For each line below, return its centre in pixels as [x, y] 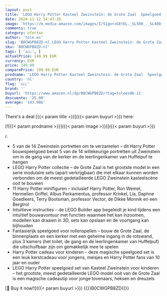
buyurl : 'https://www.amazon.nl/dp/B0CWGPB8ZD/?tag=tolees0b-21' [74, 93]
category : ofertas [24, 33]
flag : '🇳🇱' [17, 84]
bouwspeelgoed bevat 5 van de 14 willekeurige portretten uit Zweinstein [86, 151]
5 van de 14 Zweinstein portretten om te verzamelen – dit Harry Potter [84, 146]
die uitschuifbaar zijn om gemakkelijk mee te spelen [65, 247]
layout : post [19, 10]
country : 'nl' [20, 79]
